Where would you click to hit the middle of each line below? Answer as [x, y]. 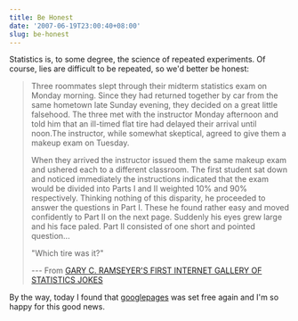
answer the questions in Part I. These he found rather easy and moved [160, 208]
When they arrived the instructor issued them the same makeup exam [159, 160]
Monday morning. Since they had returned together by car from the [154, 95]
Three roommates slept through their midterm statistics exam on [149, 86]
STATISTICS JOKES [67, 280]
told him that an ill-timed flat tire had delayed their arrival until [144, 124]
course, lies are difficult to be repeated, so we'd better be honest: [129, 69]
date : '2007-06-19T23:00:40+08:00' [75, 26]
